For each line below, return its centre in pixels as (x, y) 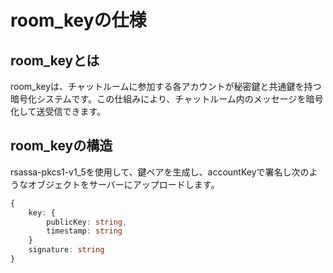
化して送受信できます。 (58, 111)
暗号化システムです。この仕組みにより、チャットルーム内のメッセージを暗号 (167, 99)
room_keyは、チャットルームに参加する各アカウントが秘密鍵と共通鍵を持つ (166, 86)
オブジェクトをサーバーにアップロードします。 (123, 184)
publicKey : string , (87, 222)
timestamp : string (84, 231)
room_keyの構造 (61, 146)
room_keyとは (55, 60)
